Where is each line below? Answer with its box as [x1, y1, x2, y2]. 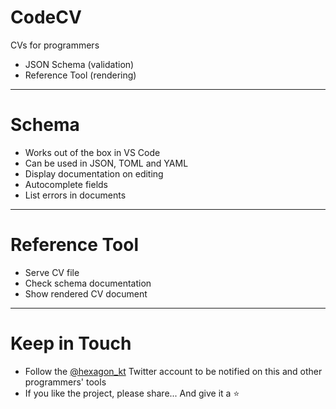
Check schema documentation [24, 277, 152, 289]
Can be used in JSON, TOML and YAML [24, 157, 189, 169]
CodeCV [10, 6, 82, 29]
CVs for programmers [10, 39, 100, 51]
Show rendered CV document [24, 287, 148, 300]
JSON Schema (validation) [24, 58, 135, 70]
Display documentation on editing [24, 167, 164, 180]
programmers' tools [24, 376, 107, 388]
